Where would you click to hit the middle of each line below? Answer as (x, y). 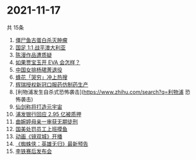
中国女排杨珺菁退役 (39, 69)
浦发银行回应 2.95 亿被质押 (48, 114)
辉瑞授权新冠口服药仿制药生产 (52, 84)
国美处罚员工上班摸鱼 (41, 129)
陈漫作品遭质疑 (33, 55)
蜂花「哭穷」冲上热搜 (41, 77)
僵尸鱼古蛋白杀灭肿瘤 (41, 40)
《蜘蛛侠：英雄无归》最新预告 (52, 143)
